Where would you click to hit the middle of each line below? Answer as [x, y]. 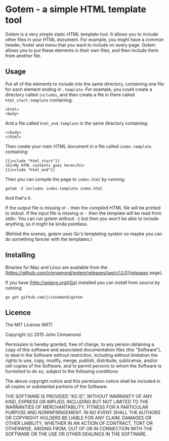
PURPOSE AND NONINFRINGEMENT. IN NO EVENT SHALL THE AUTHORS [83, 413]
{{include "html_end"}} [30, 170]
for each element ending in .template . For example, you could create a [79, 89]
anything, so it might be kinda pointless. [47, 224]
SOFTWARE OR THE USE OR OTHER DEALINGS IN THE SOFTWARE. [76, 434]
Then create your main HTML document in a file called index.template [78, 146]
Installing [20, 255]
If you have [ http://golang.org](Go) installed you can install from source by [83, 282]
